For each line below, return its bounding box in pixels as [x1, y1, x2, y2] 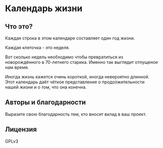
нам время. [5, 64, 29, 70]
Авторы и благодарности [5, 98, 86, 107]
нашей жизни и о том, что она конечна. [5, 84, 87, 90]
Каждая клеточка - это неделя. [5, 45, 70, 50]
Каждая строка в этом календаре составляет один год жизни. [5, 35, 135, 41]
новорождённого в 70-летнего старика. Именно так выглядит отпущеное [5, 59, 158, 65]
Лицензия [5, 125, 37, 134]
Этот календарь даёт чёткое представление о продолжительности [5, 79, 145, 85]
